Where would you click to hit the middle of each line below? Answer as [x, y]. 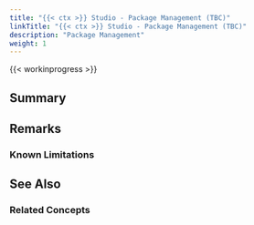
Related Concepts [50, 210]
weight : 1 [28, 43]
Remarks [36, 129]
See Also [35, 184]
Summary [38, 98]
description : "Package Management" [77, 35]
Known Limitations [52, 154]
